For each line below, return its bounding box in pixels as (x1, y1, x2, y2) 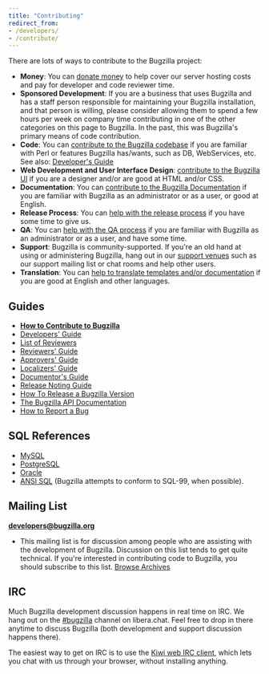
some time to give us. (19, 217, 91, 226)
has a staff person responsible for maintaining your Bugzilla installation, (19, 97, 256, 107)
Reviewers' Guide (19, 347, 78, 356)
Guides (8, 299, 46, 313)
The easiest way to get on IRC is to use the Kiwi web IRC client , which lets (8, 648, 252, 657)
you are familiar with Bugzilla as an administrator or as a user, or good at (19, 191, 259, 201)
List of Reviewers (19, 338, 78, 347)
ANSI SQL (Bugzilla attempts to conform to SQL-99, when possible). (19, 476, 244, 485)
